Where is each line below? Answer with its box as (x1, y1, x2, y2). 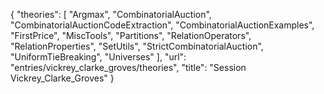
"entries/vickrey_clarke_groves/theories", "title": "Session (10, 62, 247, 73)
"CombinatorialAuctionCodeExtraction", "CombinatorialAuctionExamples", (10, 19, 315, 31)
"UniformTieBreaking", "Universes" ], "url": (10, 51, 187, 63)
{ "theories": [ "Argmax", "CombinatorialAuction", (10, 9, 212, 20)
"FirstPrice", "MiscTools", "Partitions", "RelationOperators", (10, 30, 252, 41)
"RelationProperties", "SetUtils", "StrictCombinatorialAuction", (10, 40, 264, 52)
